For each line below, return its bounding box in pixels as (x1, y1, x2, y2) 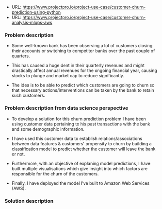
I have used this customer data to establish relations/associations (11, 136, 143, 141)
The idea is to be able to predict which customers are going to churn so (11, 82, 155, 88)
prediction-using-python (11, 9, 61, 15)
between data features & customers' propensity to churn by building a (11, 140, 152, 146)
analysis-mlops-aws (11, 19, 52, 25)
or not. (11, 151, 25, 157)
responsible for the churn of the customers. (11, 171, 99, 176)
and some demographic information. (11, 126, 84, 132)
